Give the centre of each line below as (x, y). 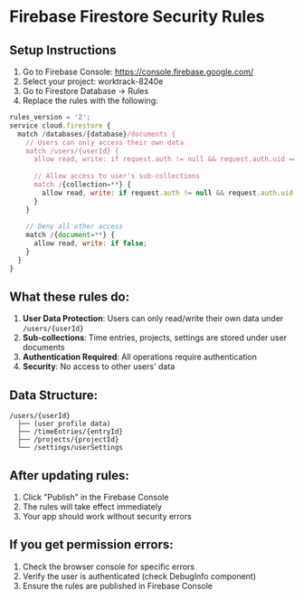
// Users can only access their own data (104, 142)
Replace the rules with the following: (90, 100)
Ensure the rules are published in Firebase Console (117, 586)
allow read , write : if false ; (90, 243)
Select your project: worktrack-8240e (93, 81)
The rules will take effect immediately (92, 507)
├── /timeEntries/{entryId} (71, 432)
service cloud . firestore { (60, 125)
